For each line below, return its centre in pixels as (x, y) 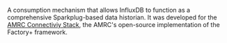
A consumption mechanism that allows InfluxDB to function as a (99, 10)
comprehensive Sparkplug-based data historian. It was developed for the (112, 17)
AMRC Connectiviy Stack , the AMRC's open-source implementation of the (114, 25)
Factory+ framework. (37, 32)
